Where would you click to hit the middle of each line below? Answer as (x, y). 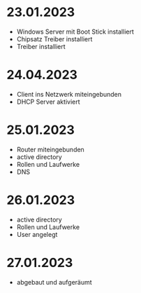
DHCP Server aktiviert (49, 102)
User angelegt (37, 234)
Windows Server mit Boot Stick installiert (75, 32)
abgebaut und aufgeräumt (54, 282)
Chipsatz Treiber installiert (54, 39)
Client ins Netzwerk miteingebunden (69, 94)
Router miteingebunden (50, 149)
